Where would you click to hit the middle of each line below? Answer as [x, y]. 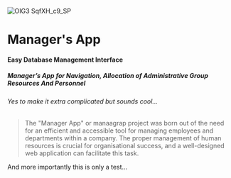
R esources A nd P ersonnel [47, 83]
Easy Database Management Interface [65, 60]
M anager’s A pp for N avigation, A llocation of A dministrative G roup [108, 76]
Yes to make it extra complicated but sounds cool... [83, 101]
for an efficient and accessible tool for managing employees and [119, 130]
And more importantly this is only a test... [68, 167]
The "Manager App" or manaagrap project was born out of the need [124, 123]
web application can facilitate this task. [82, 153]
